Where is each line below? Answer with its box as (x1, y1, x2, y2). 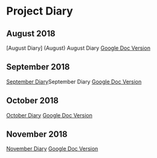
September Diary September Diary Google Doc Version (6, 77, 142, 85)
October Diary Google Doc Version (6, 111, 92, 119)
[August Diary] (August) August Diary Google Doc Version (6, 44, 151, 51)
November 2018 (6, 129, 68, 140)
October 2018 (6, 96, 59, 106)
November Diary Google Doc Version (6, 145, 98, 153)
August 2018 (6, 28, 56, 39)
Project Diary (6, 4, 74, 18)
